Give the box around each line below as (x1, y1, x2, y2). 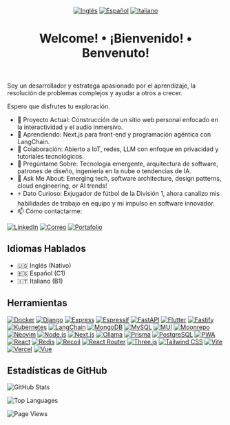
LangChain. (17, 137, 50, 146)
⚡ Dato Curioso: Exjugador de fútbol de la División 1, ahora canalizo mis (17, 189, 220, 197)
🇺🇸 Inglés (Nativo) (17, 261, 72, 269)
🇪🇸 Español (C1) (17, 269, 66, 277)
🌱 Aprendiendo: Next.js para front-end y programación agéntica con (17, 130, 211, 138)
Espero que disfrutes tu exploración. (7, 102, 110, 110)
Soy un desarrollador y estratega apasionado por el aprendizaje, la (7, 81, 196, 90)
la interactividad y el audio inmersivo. (17, 123, 123, 131)
